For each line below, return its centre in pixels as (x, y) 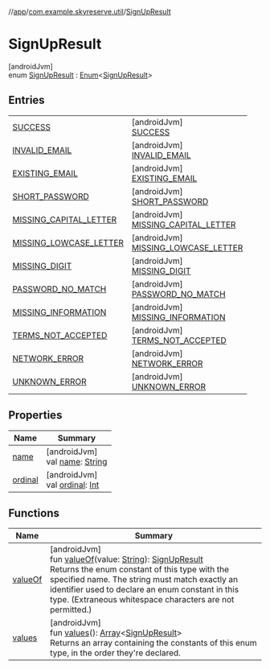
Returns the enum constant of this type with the (139, 569)
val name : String (77, 461)
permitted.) (71, 609)
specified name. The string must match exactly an (144, 580)
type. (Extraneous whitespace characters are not (142, 600)
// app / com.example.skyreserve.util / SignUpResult (90, 12)
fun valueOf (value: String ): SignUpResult (126, 560)
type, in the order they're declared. (115, 653)
